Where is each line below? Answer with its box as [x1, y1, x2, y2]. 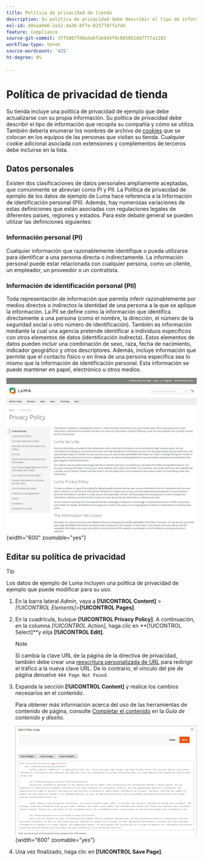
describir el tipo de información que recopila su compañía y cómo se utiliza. [6, 120, 195, 128]
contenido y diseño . [14, 714, 65, 721]
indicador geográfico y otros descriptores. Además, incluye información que [6, 346, 196, 354]
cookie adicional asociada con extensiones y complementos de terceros [6, 140, 186, 147]
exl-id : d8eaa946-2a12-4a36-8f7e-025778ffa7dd [6, 22, 126, 28]
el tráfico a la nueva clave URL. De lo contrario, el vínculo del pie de [14, 665, 184, 672]
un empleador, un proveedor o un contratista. [6, 266, 119, 273]
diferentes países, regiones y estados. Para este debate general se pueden [6, 212, 193, 219]
